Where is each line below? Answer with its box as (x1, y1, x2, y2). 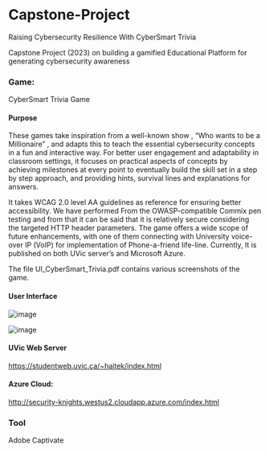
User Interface (8, 292, 58, 301)
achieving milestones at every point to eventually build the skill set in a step (8, 165, 258, 174)
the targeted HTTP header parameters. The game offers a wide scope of (8, 223, 249, 233)
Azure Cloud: (8, 379, 54, 389)
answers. (8, 182, 39, 192)
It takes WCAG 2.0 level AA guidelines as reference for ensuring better (8, 198, 242, 207)
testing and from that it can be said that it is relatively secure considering (8, 214, 250, 224)
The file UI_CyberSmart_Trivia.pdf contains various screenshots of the (8, 264, 240, 274)
